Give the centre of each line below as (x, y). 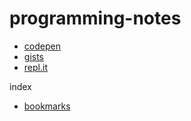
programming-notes (95, 18)
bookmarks (47, 106)
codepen (42, 46)
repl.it (35, 67)
